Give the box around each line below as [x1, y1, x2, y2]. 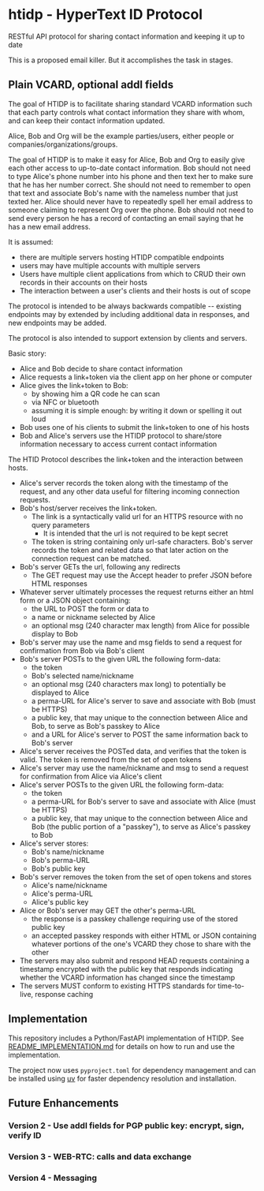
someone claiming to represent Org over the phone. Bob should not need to [8, 205, 254, 215]
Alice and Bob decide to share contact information [19, 364, 184, 373]
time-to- [218, 980, 245, 991]
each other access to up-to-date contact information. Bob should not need [8, 163, 251, 173]
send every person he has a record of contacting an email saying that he [8, 213, 244, 222]
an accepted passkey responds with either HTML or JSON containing [31, 931, 257, 940]
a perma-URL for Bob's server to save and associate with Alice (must [31, 797, 256, 806]
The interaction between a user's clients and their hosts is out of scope [19, 286, 251, 295]
